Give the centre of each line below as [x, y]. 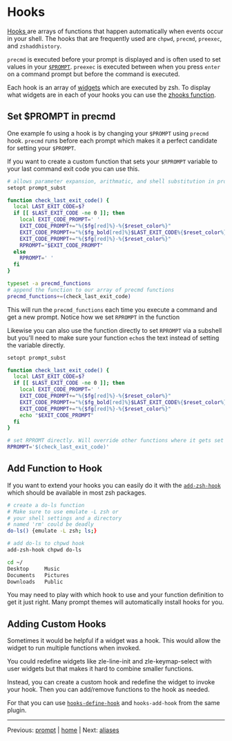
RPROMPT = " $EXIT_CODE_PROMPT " [61, 245]
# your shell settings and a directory [65, 518]
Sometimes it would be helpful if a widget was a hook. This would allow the [114, 641]
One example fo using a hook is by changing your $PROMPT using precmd [108, 133]
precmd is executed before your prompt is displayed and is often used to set [114, 59]
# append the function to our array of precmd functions [91, 290]
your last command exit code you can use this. [74, 168]
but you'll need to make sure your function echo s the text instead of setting [113, 338]
